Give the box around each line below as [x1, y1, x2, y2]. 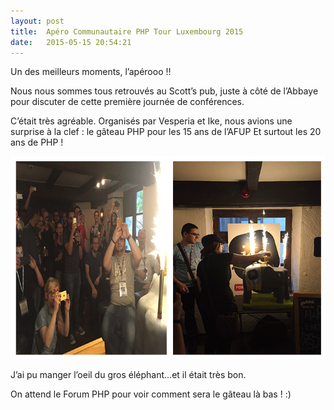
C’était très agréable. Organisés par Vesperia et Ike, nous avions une [10, 115, 293, 127]
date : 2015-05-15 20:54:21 [10, 37, 132, 47]
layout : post [10, 16, 65, 26]
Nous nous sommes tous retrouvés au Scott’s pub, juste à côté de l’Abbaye [10, 85, 319, 97]
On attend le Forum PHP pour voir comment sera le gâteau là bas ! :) [10, 388, 292, 400]
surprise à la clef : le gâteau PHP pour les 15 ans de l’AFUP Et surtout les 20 [10, 126, 322, 138]
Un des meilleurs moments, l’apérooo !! [10, 66, 172, 78]
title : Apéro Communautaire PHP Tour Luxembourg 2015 [10, 26, 244, 37]
